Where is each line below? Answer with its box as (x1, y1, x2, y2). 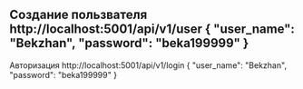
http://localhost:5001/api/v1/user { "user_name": (9, 22, 295, 37)
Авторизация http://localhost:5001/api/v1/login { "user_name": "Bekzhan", (9, 59, 288, 71)
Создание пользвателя (9, 7, 148, 23)
